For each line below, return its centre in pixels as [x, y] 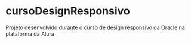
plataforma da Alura [30, 33]
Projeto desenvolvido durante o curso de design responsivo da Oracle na [95, 27]
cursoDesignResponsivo [68, 11]
